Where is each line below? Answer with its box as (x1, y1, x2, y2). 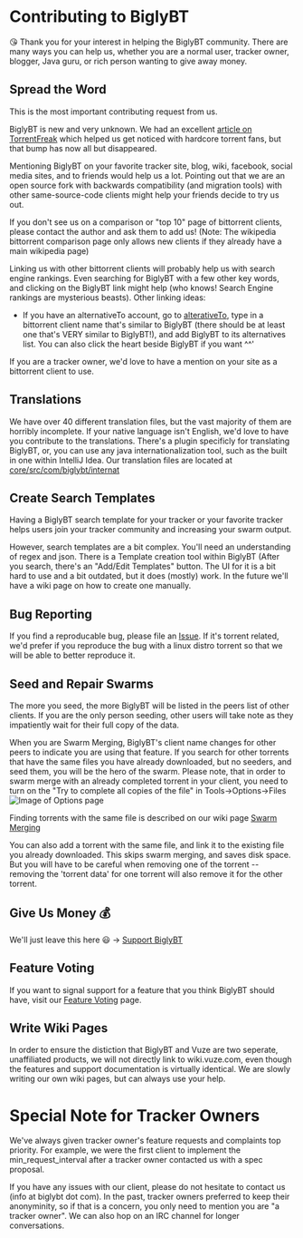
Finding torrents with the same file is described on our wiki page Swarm (9, 813, 278, 823)
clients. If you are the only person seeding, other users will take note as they (9, 710, 294, 720)
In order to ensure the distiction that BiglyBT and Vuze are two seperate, (9, 1045, 279, 1056)
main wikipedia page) (9, 245, 90, 256)
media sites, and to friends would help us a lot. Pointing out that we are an (9, 170, 286, 180)
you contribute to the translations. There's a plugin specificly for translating (9, 435, 290, 446)
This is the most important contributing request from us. (9, 106, 218, 117)
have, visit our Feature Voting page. (9, 994, 142, 1005)
